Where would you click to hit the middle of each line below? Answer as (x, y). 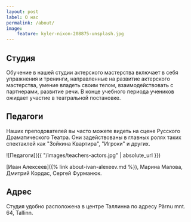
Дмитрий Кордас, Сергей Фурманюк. (54, 173)
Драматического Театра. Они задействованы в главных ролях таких (94, 137)
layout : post (22, 12)
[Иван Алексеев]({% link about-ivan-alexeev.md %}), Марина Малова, (95, 166)
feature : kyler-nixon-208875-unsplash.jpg (70, 34)
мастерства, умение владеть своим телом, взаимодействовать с (90, 85)
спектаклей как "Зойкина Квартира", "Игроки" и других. (78, 143)
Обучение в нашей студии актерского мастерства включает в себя (92, 72)
